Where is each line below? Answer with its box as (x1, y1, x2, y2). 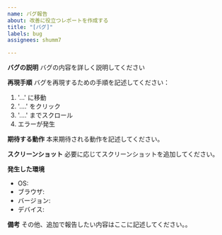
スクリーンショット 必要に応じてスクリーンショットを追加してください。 (7, 150, 219, 159)
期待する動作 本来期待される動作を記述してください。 (7, 135, 164, 144)
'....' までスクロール (17, 111, 73, 120)
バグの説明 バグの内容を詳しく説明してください (7, 63, 146, 71)
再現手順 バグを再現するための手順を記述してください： (7, 79, 170, 87)
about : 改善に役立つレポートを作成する (7, 17, 109, 24)
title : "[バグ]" (7, 23, 53, 30)
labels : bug (7, 30, 42, 38)
